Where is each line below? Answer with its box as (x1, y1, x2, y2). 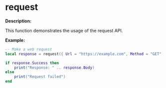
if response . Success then (5, 60, 59, 66)
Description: (5, 18, 31, 24)
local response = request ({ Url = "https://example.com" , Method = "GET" (5, 51, 162, 56)
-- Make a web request (5, 47, 52, 52)
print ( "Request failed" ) (14, 74, 66, 80)
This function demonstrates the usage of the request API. (5, 27, 123, 33)
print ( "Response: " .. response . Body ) (14, 65, 95, 70)
